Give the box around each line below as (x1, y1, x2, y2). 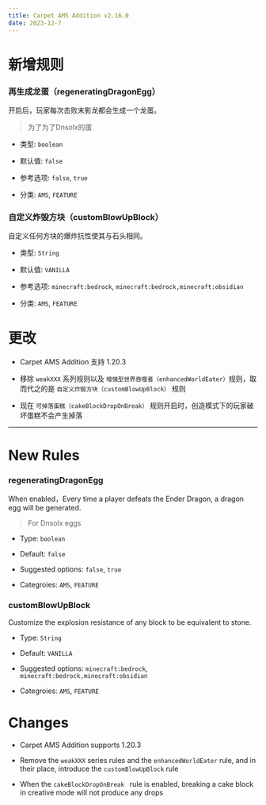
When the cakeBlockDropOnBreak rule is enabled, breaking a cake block (19, 779, 254, 788)
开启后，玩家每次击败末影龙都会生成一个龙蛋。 (8, 105, 161, 115)
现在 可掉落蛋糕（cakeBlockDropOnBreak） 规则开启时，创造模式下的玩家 (19, 401, 248, 410)
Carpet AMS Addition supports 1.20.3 (19, 740, 142, 749)
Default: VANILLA (19, 649, 73, 657)
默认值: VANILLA (19, 265, 70, 275)
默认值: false (19, 156, 63, 165)
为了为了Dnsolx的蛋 (27, 122, 93, 132)
